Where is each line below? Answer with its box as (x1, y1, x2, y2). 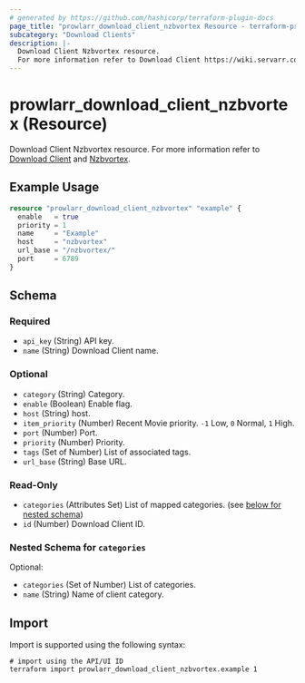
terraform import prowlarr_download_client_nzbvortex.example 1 (9, 665, 258, 674)
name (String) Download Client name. (22, 346, 159, 356)
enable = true (17, 212, 79, 221)
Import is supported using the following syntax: (9, 639, 186, 650)
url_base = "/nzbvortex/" (17, 246, 116, 255)
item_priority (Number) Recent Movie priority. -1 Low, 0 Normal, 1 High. (22, 417, 295, 428)
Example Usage (9, 180, 100, 195)
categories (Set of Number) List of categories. (22, 580, 197, 590)
